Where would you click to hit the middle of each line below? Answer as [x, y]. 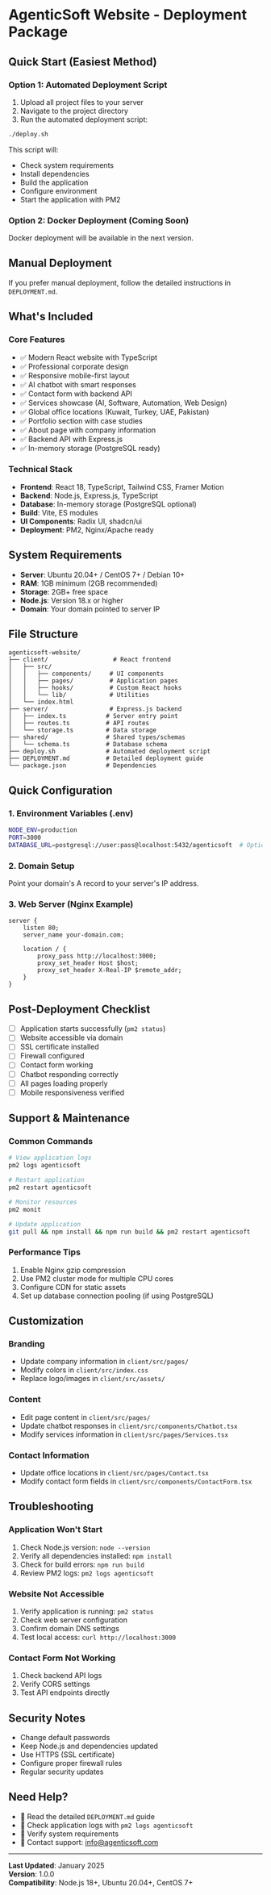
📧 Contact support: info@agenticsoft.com [89, 1842]
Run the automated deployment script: [83, 119]
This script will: [33, 149]
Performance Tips [44, 1252]
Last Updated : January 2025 [56, 1865]
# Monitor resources [43, 1202]
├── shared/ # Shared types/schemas [97, 737]
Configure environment [58, 190]
